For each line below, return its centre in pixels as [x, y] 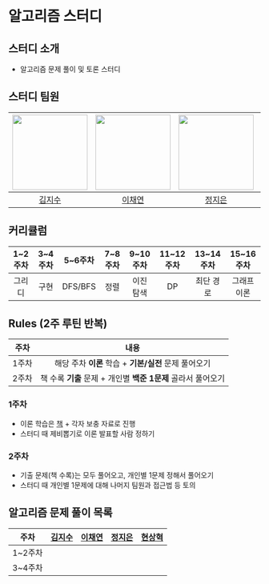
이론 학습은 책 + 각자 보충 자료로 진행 [78, 423]
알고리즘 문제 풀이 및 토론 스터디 [70, 69]
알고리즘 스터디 [55, 16]
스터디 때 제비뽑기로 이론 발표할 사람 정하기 [87, 434]
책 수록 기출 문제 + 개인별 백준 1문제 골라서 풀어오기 [132, 378]
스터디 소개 [34, 48]
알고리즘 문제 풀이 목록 [61, 513]
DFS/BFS [79, 286]
